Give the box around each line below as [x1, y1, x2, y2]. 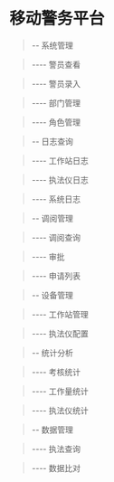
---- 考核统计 [31, 366, 81, 377]
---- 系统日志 [31, 194, 81, 204]
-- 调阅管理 [31, 213, 74, 223]
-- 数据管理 [31, 424, 74, 435]
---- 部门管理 [31, 97, 81, 109]
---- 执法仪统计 [31, 404, 89, 416]
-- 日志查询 [31, 136, 74, 146]
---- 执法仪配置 [31, 327, 89, 339]
